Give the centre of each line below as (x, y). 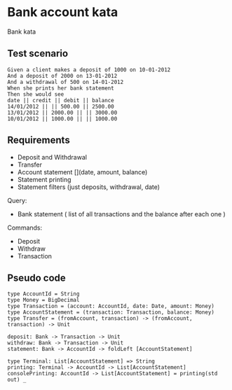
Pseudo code (37, 278)
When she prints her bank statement (61, 88)
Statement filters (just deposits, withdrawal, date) (88, 187)
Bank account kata (63, 12)
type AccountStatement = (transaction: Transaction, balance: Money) (111, 312)
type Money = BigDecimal (43, 300)
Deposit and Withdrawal (52, 157)
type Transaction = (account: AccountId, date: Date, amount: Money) (111, 306)
